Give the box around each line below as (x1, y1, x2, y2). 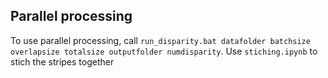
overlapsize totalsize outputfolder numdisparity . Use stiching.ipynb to (10, 45, 318, 57)
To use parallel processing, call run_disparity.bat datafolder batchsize (10, 34, 311, 46)
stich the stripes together (10, 55, 115, 68)
